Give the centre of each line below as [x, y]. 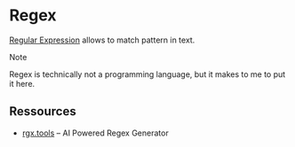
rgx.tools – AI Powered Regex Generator [95, 133]
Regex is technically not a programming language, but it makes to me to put [147, 74]
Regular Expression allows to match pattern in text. [102, 40]
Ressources [43, 112]
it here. [22, 83]
